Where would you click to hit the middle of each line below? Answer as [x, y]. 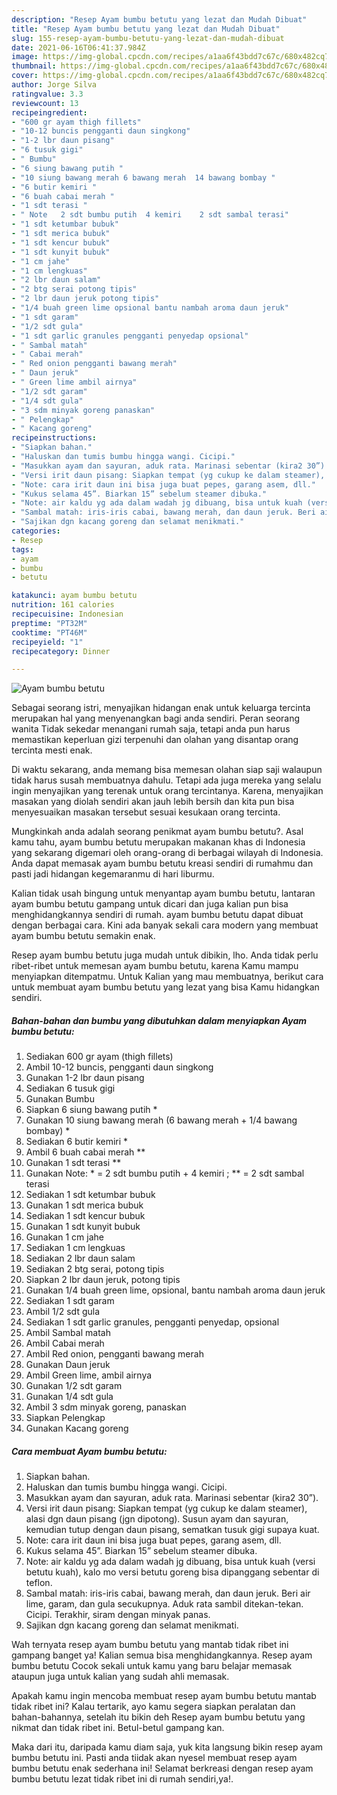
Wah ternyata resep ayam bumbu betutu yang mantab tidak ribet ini [150, 1645]
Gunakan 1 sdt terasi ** [73, 1163]
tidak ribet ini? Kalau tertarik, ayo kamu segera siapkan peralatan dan [153, 1707]
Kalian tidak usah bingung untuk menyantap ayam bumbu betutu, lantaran [163, 893]
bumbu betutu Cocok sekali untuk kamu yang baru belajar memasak [152, 1666]
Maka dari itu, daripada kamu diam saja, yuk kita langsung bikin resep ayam [167, 1747]
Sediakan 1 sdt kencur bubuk [85, 1216]
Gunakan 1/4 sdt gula [69, 1397]
